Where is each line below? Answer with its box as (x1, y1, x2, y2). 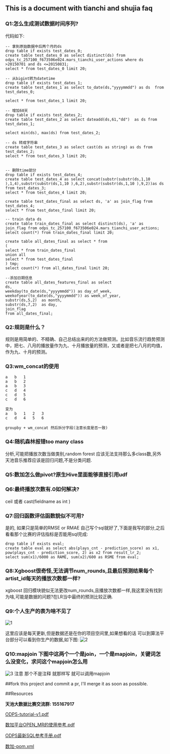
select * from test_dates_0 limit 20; (5, 66, 87, 71)
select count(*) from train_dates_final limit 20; (5, 230, 114, 235)
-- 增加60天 (5, 108, 28, 113)
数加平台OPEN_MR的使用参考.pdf (5, 721, 75, 728)
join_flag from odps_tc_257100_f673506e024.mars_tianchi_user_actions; (5, 226, 159, 231)
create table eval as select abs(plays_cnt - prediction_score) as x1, (5, 546, 159, 551)
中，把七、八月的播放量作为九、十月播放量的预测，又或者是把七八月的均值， (5, 342, 165, 349)
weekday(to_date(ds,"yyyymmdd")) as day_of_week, (5, 289, 112, 294)
